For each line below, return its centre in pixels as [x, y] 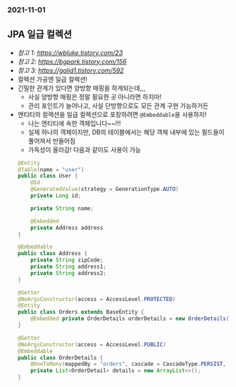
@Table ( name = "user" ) [51, 170]
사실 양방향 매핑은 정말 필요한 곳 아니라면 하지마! [95, 97]
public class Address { [52, 254]
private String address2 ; [69, 273]
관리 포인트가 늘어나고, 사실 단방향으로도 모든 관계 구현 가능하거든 [118, 105]
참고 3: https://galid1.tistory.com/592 [71, 70]
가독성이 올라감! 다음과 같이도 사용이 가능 [85, 149]
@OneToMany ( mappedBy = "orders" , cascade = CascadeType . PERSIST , [129, 364]
